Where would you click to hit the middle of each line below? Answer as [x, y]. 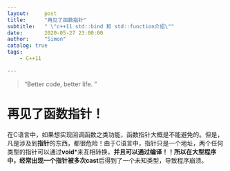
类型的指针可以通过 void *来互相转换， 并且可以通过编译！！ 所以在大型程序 [112, 152]
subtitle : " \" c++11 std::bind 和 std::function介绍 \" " [91, 26]
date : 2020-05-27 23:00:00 [55, 33]
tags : [15, 52]
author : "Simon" [37, 39]
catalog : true [28, 46]
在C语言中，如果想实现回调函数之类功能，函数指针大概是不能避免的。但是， [115, 134]
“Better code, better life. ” [60, 84]
